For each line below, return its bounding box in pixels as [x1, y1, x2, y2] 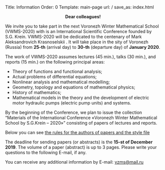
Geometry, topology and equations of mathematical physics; [12, 84, 135, 90]
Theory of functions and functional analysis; [12, 68, 103, 74]
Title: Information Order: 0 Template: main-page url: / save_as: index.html [5, 4, 154, 10]
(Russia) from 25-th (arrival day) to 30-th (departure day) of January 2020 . [5, 44, 161, 50]
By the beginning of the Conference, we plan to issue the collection [5, 109, 142, 115]
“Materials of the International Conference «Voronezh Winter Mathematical [5, 115, 157, 120]
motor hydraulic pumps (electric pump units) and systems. [12, 100, 131, 105]
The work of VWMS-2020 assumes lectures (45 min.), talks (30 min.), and [5, 54, 156, 60]
